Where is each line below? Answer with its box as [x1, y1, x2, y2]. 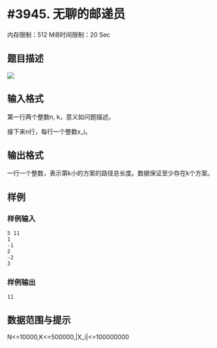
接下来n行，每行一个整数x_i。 [7, 127, 92, 136]
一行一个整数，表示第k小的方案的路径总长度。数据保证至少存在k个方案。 [7, 169, 214, 177]
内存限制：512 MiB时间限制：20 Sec [7, 30, 111, 39]
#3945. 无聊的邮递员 [7, 6, 126, 22]
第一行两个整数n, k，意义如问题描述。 [7, 112, 115, 121]
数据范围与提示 [7, 314, 71, 326]
